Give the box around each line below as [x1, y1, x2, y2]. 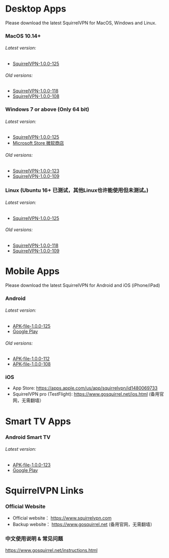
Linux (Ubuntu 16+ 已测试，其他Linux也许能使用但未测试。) [5, 187, 149, 194]
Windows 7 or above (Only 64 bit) [5, 106, 90, 113]
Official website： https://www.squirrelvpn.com [12, 515, 112, 521]
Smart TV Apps [5, 415, 71, 427]
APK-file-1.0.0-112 [12, 356, 50, 362]
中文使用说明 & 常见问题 [5, 535, 63, 542]
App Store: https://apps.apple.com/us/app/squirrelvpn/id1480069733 [12, 385, 158, 391]
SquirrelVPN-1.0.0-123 [12, 167, 60, 174]
